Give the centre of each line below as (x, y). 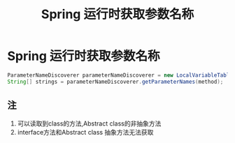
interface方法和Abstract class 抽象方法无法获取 (85, 132)
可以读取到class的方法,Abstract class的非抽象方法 (89, 123)
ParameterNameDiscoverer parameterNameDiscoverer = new (90, 75)
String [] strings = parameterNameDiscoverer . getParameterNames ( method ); (115, 82)
